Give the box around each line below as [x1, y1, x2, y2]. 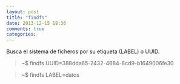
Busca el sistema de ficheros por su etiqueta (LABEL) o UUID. [6, 48, 160, 55]
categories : [6, 31, 36, 37]
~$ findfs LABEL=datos [21, 71, 80, 79]
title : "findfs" [6, 15, 47, 21]
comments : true [6, 25, 45, 32]
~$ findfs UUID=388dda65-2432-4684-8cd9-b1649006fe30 [21, 60, 174, 67]
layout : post [6, 8, 39, 15]
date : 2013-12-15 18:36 [6, 20, 67, 26]
